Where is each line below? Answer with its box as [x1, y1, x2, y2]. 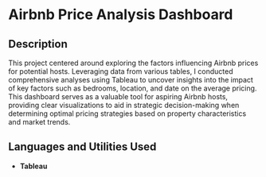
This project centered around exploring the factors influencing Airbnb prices [8, 58, 259, 67]
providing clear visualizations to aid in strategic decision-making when [8, 101, 240, 110]
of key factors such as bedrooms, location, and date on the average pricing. [8, 83, 257, 93]
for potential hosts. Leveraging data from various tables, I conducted [8, 67, 233, 76]
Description [8, 37, 68, 51]
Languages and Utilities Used [8, 140, 157, 154]
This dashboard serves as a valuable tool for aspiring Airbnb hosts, [8, 92, 229, 101]
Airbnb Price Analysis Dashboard [8, 6, 233, 24]
